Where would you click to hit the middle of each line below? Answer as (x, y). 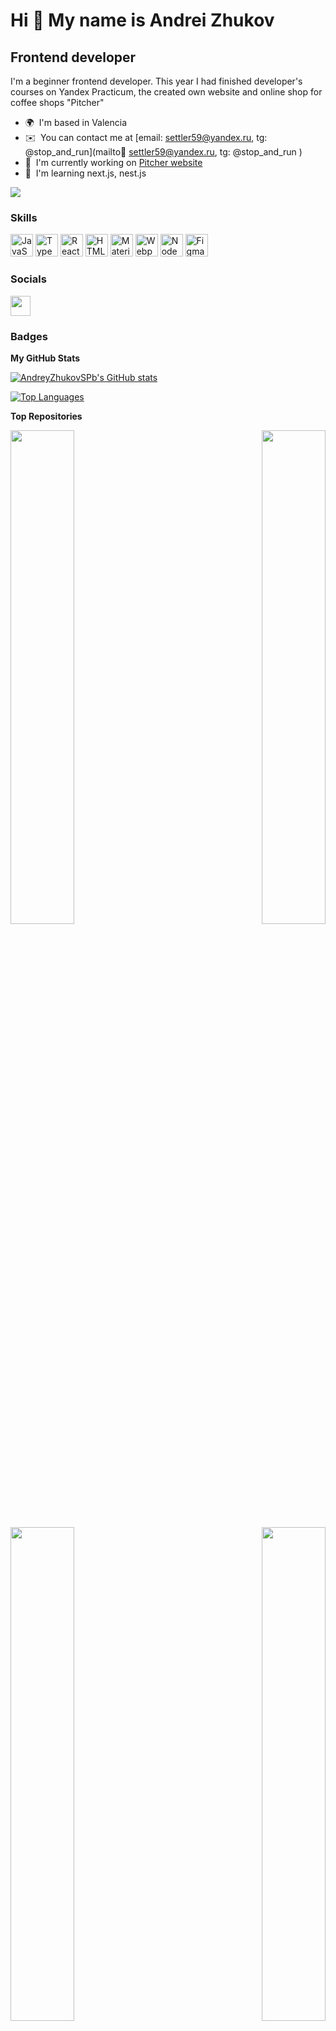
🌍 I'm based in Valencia (76, 122)
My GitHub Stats (45, 358)
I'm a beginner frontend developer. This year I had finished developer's (156, 81)
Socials (28, 279)
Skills (24, 217)
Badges (29, 336)
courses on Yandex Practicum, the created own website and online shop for (166, 92)
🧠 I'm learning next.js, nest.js (85, 173)
